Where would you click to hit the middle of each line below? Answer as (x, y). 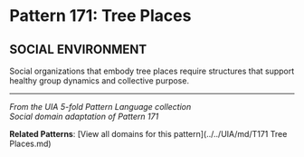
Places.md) (30, 143)
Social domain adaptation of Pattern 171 (84, 116)
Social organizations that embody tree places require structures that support (152, 71)
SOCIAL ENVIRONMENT (78, 49)
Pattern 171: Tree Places (100, 16)
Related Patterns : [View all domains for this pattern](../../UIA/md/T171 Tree (148, 134)
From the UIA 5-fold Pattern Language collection (100, 107)
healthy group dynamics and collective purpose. (100, 81)
